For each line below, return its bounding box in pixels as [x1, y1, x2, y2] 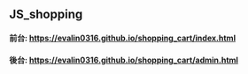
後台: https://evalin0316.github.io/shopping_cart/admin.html [9, 55, 239, 65]
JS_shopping [9, 7, 83, 22]
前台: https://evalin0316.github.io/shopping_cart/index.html [9, 33, 236, 43]
